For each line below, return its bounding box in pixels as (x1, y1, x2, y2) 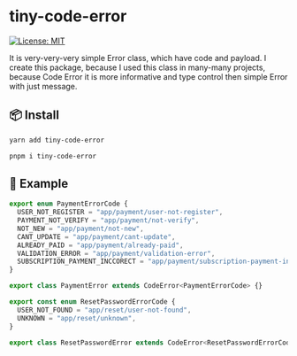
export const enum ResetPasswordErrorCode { (9, 298, 176, 306)
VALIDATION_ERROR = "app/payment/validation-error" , (17, 249, 216, 258)
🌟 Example (9, 175, 69, 191)
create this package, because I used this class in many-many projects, (9, 62, 266, 73)
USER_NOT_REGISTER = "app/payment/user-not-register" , (17, 208, 224, 217)
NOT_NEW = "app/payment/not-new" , (17, 224, 144, 233)
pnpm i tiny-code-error (9, 151, 97, 160)
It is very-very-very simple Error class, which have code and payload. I (9, 52, 267, 63)
